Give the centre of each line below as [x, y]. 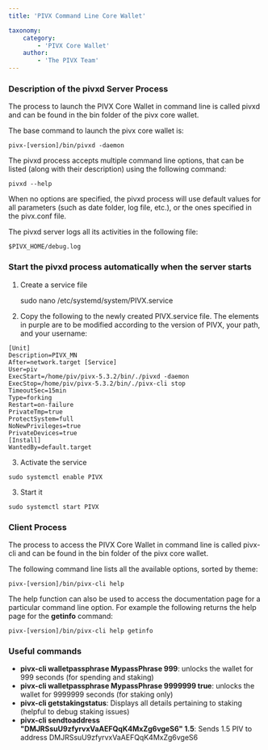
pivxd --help [30, 184]
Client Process [38, 527]
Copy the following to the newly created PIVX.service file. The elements [140, 316]
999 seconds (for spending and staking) [87, 677]
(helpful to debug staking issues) [75, 712]
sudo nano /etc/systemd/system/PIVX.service [96, 300]
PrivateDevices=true [43, 433]
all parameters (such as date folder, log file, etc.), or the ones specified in [130, 208]
